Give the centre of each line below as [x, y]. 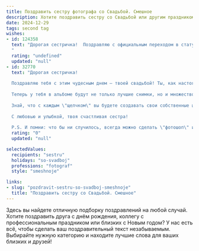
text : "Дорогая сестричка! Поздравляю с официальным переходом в [95, 45]
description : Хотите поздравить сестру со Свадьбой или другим [86, 17]
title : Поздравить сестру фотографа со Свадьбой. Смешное [79, 12]
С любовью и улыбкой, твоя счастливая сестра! [70, 116]
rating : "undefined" [37, 56]
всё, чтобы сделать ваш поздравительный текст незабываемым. [88, 228]
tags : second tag [28, 28]
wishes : [16, 34]
